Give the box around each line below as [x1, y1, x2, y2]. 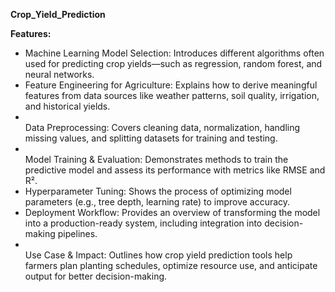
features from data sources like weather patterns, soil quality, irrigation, [24, 90, 320, 101]
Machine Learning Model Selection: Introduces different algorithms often [24, 47, 325, 59]
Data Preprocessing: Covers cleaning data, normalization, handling [24, 122, 301, 133]
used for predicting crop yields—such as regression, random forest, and [24, 58, 323, 69]
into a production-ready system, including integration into [24, 217, 263, 229]
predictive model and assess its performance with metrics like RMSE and [24, 164, 326, 176]
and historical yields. [24, 100, 111, 112]
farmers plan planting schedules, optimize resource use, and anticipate [24, 260, 318, 271]
